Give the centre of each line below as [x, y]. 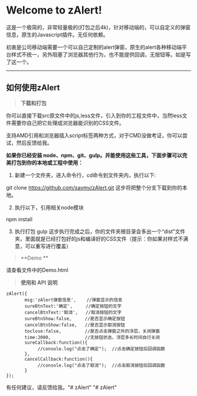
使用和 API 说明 [39, 282]
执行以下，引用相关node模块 [49, 207]
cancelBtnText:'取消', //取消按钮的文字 [73, 312]
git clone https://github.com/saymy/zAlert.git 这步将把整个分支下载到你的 [94, 187]
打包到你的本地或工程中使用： [47, 162]
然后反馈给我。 [34, 142]
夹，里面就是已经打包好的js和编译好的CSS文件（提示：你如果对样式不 [99, 238]
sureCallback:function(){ [56, 342]
